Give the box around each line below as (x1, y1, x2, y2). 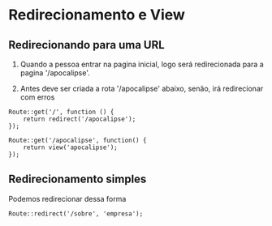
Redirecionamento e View (8, 6, 185, 24)
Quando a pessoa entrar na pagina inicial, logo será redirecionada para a (19, 59, 264, 69)
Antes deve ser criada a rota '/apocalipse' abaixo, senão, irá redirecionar (19, 83, 264, 93)
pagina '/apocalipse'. (19, 68, 91, 78)
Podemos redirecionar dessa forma (8, 194, 127, 203)
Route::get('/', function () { (8, 108, 114, 116)
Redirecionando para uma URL (8, 38, 165, 52)
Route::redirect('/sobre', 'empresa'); (8, 209, 144, 218)
